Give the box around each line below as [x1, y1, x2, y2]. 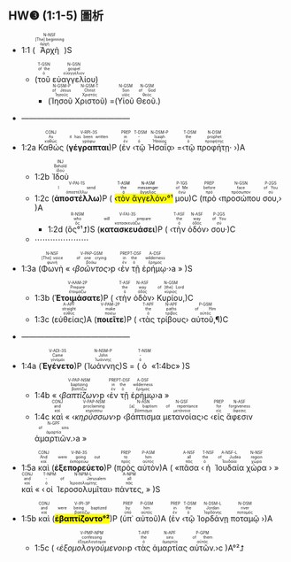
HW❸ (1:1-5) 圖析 [8, 8, 104, 24]
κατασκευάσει [99, 224, 156, 235]
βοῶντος [74, 263, 108, 273]
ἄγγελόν [131, 193, 165, 204]
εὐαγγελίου [51, 73, 96, 84]
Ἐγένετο [41, 360, 74, 371]
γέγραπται [68, 142, 110, 152]
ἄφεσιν [226, 411, 253, 422]
